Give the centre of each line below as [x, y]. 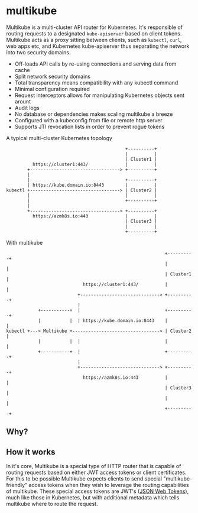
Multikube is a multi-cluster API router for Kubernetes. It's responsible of [95, 27]
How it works [31, 452]
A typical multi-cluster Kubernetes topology [59, 138]
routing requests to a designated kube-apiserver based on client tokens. [94, 33]
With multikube [25, 242]
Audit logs [27, 108]
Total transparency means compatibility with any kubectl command [96, 82]
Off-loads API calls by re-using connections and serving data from [95, 64]
